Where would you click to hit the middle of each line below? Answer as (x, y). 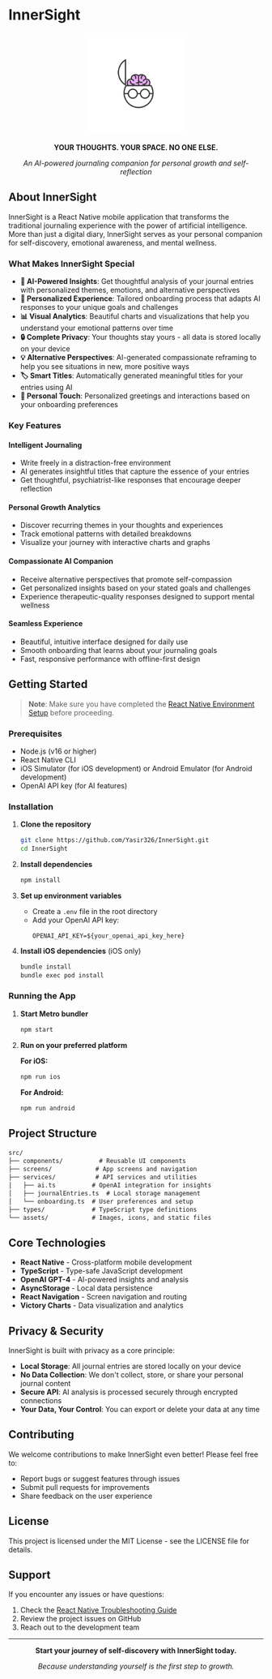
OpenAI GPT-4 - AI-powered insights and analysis (104, 1280)
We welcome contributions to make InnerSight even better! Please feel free (134, 1454)
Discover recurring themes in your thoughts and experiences (121, 526)
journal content (45, 1383)
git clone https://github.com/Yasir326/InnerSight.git (115, 840)
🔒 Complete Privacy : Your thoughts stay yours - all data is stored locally (140, 337)
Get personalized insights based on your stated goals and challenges (135, 588)
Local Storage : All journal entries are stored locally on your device (130, 1366)
